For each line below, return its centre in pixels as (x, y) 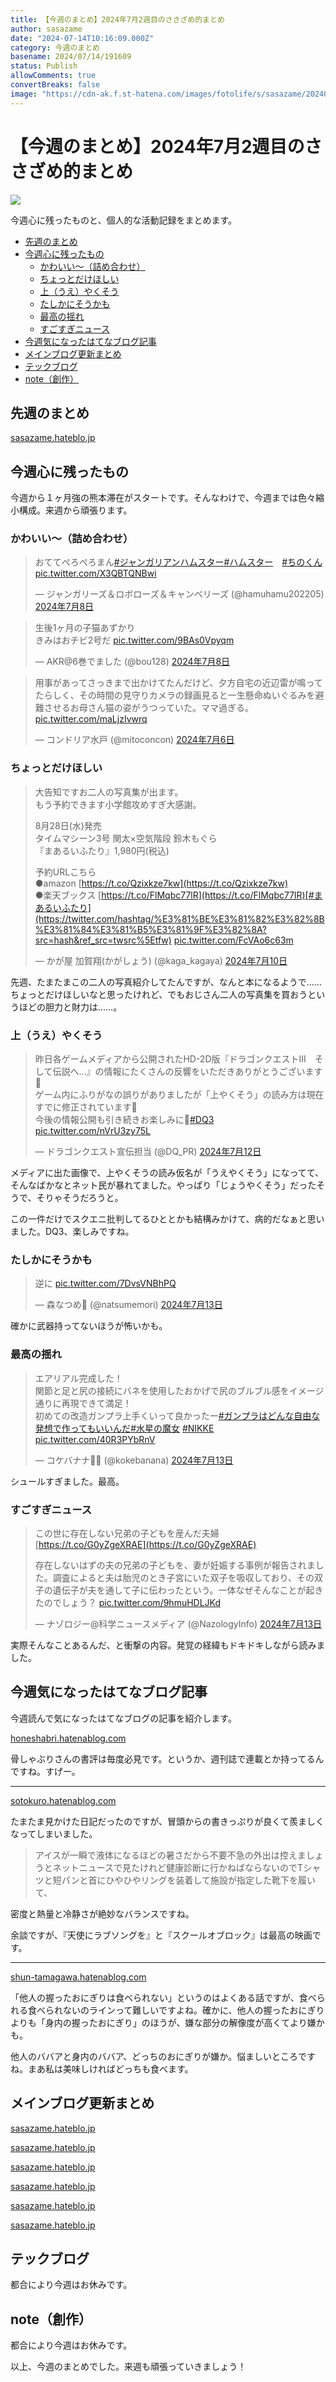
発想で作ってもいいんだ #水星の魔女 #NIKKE (124, 1428)
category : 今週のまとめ (55, 47)
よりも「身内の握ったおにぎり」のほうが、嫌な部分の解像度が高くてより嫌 (163, 2022)
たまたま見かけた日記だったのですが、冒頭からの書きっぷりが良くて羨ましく (167, 1821)
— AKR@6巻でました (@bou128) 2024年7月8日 (132, 662)
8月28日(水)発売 (68, 825)
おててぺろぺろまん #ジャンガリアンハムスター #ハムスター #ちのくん (178, 562)
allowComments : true (53, 76)
